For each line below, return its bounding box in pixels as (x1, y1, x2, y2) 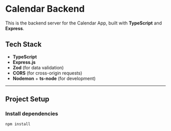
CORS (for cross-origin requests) (12, 70, 82, 76)
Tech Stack (5, 40, 42, 49)
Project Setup (5, 95, 50, 103)
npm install (5, 122, 31, 127)
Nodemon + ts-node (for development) (12, 75, 96, 82)
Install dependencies (5, 110, 59, 117)
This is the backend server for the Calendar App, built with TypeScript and (5, 20, 162, 26)
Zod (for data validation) (12, 64, 64, 70)
